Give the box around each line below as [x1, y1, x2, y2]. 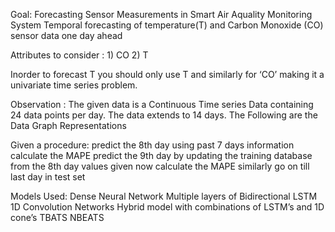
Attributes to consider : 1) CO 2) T [10, 49, 149, 61]
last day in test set [10, 171, 86, 183]
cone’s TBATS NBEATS [10, 212, 105, 223]
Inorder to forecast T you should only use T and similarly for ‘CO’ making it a [10, 69, 325, 80]
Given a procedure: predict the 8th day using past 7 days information [10, 139, 295, 151]
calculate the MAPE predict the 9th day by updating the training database [10, 150, 313, 161]
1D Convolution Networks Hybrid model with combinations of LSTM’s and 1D [10, 201, 325, 213]
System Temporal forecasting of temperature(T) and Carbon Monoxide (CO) [10, 19, 324, 31]
